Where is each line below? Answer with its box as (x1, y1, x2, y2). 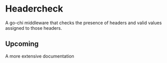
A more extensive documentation (5, 53, 74, 59)
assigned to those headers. (5, 25, 62, 31)
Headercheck (5, 3, 63, 15)
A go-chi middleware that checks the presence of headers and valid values (5, 20, 162, 26)
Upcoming (5, 40, 39, 48)
